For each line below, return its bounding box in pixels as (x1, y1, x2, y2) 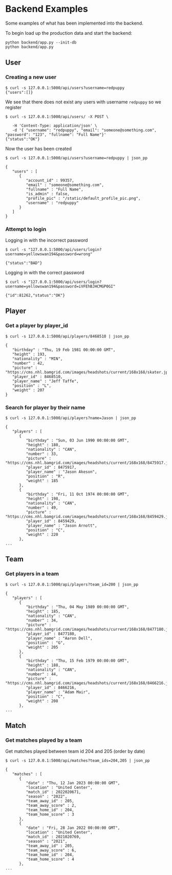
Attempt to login (5, 225, 47, 233)
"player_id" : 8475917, (26, 465, 77, 470)
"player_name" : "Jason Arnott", (26, 523, 97, 528)
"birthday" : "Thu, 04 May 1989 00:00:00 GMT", (26, 604, 130, 610)
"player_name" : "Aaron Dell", (26, 636, 93, 641)
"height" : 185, (26, 609, 60, 614)
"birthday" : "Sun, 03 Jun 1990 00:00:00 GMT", (26, 437, 130, 443)
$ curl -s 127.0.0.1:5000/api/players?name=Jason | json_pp (5, 415, 137, 421)
